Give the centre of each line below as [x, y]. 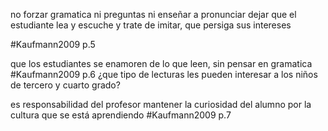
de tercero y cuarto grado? [65, 85]
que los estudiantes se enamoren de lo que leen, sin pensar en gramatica [161, 63]
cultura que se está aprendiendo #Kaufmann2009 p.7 [121, 115]
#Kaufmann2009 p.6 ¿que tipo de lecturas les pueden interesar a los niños [164, 74]
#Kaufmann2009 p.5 [53, 44]
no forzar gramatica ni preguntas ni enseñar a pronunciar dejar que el [153, 14]
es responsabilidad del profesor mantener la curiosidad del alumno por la [161, 104]
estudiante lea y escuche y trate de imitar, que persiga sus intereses [151, 25]
